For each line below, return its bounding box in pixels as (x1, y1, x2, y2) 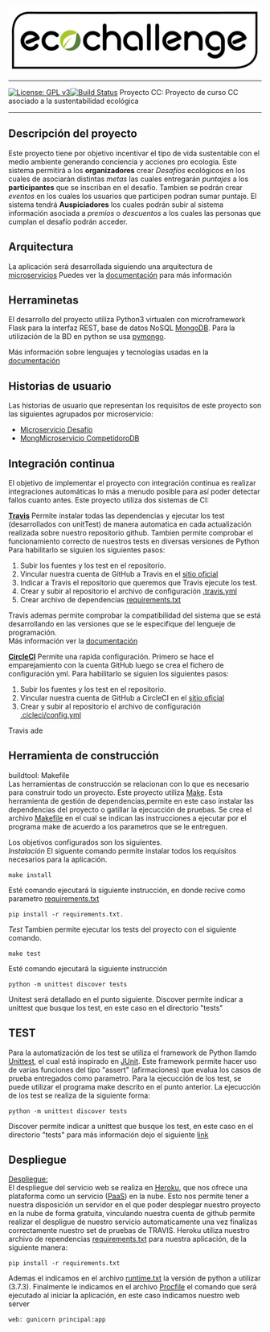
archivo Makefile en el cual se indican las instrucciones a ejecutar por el (8, 813, 247, 823)
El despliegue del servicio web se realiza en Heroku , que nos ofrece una (8, 1183, 247, 1193)
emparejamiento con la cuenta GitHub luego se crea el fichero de (8, 660, 224, 670)
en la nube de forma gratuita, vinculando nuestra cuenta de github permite (8, 1209, 256, 1218)
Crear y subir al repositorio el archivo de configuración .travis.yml (19, 586, 237, 596)
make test (8, 949, 42, 958)
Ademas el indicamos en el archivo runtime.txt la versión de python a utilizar (8, 1273, 261, 1283)
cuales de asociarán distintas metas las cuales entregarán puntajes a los (8, 174, 249, 184)
